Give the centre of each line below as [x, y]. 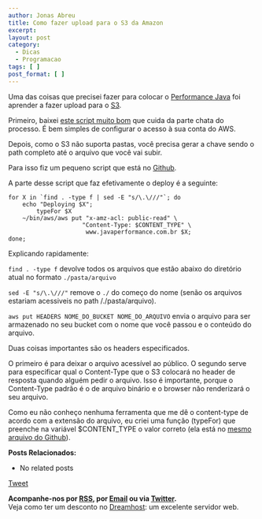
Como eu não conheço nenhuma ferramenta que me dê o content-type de [129, 412]
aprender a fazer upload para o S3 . [65, 105]
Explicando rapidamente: [48, 253]
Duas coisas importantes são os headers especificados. [99, 348]
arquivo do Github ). [39, 437]
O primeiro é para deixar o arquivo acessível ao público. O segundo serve [127, 363]
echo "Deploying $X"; [57, 204]
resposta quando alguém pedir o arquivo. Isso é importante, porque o [121, 380]
